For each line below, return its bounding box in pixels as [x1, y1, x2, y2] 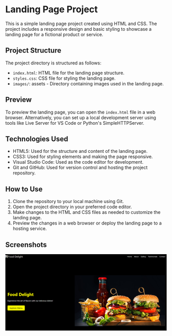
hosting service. [12, 226, 47, 232]
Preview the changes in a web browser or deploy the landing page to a [12, 220, 162, 226]
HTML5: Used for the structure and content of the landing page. [12, 148, 148, 154]
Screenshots [5, 240, 47, 249]
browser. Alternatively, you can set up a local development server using [5, 114, 156, 121]
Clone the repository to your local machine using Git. [12, 198, 124, 205]
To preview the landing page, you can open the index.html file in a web [5, 109, 156, 115]
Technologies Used [5, 135, 68, 143]
